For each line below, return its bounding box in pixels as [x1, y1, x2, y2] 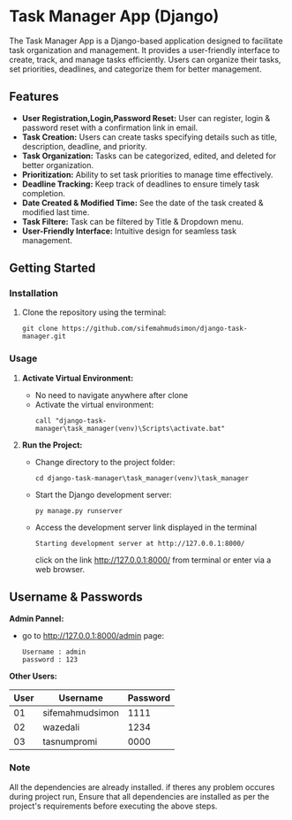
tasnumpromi [42, 735, 98, 747]
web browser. [34, 563, 86, 574]
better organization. [21, 159, 94, 170]
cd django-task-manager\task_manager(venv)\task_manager [34, 473, 250, 483]
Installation [9, 287, 59, 300]
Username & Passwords [9, 590, 143, 605]
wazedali [42, 721, 80, 733]
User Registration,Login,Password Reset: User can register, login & [21, 112, 271, 123]
